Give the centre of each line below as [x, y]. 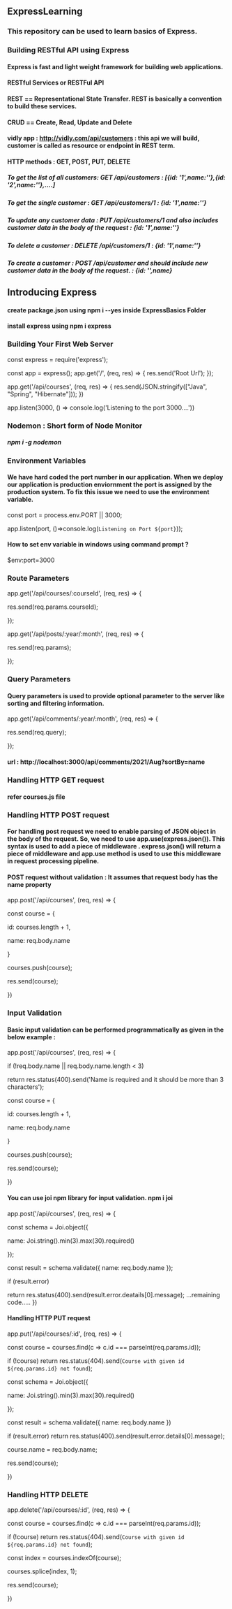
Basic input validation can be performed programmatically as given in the [116, 1030]
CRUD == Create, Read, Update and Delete [70, 122]
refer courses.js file [36, 797]
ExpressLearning [45, 12]
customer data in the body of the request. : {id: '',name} [90, 270]
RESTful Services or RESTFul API [56, 82]
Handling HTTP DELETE [48, 1494]
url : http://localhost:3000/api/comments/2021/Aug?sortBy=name [106, 762]
